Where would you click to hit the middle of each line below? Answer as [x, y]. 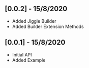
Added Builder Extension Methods [48, 26]
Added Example [29, 60]
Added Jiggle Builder [34, 21]
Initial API [22, 55]
